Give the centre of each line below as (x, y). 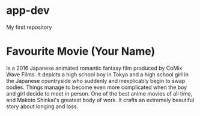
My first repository (29, 27)
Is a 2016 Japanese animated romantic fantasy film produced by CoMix (94, 68)
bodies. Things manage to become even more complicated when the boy (97, 87)
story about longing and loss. (42, 106)
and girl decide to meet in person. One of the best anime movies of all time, (99, 93)
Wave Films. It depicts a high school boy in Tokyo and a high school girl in (98, 74)
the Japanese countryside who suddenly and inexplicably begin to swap (96, 81)
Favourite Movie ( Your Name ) (81, 51)
